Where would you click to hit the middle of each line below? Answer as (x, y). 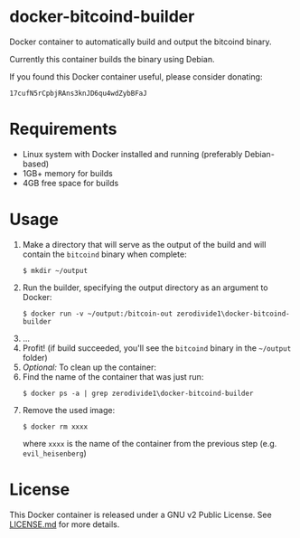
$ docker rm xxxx (55, 427)
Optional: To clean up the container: (89, 367)
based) (36, 164)
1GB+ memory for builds (67, 173)
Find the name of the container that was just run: (113, 376)
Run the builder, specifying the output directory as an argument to (145, 288)
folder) (35, 357)
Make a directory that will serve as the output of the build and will (144, 244)
